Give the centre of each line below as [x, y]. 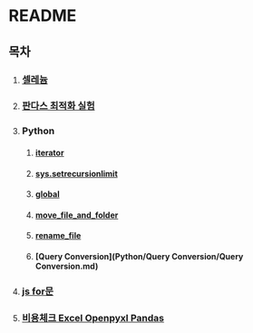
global [47, 194]
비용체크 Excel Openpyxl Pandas [93, 318]
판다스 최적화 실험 [58, 106]
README [43, 16]
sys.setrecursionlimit [77, 173]
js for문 [38, 291]
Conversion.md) [67, 266]
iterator [49, 152]
